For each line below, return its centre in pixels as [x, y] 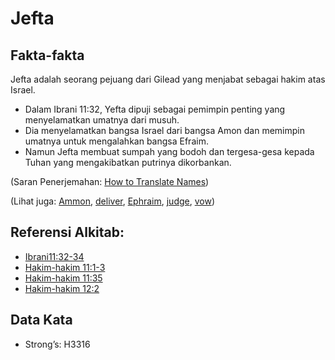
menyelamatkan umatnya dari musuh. [102, 120]
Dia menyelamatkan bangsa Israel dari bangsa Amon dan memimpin [164, 130]
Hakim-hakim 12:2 [62, 288]
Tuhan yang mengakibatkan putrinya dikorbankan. [128, 162]
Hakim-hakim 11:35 [63, 278]
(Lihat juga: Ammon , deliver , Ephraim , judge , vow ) [113, 201]
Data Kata [41, 320]
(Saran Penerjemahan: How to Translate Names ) [110, 181]
